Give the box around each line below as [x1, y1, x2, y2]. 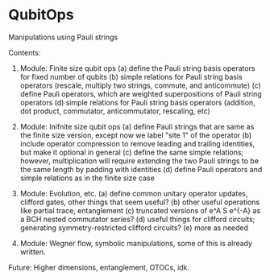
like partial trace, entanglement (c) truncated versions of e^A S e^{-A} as [19, 205, 261, 215]
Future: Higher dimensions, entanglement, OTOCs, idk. [8, 262, 190, 272]
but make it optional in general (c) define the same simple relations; [19, 147, 244, 157]
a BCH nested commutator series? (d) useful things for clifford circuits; [19, 214, 255, 224]
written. [19, 247, 46, 257]
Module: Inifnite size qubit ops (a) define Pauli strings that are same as [19, 121, 255, 131]
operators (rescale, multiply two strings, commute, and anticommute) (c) [19, 80, 262, 90]
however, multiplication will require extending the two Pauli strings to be [19, 155, 260, 166]
